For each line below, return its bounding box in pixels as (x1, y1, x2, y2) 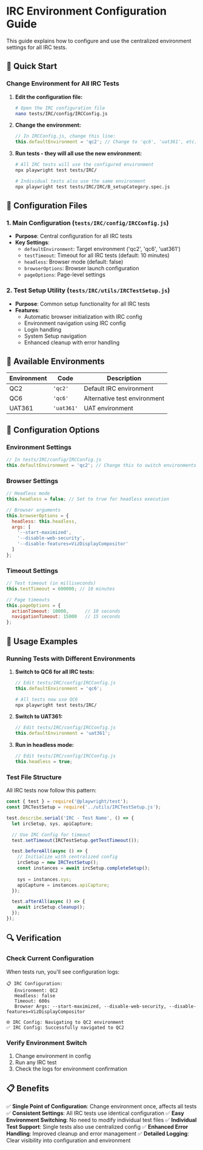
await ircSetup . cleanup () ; (17, 904, 85, 911)
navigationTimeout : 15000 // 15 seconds (12, 613, 121, 620)
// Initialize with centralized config (17, 854, 118, 860)
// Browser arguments (6, 507, 61, 513)
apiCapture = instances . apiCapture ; (17, 882, 110, 888)
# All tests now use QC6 (15, 696, 78, 703)
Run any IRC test (15, 1058, 57, 1066)
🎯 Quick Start (6, 61, 58, 72)
